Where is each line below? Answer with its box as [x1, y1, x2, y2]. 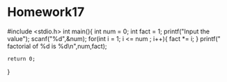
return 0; [7, 55, 36, 63]
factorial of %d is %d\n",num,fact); [7, 42, 107, 50]
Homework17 [7, 4, 85, 20]
